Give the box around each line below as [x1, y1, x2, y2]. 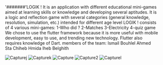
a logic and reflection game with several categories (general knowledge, [5, 15, 150, 20]
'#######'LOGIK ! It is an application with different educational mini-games [5, 4, 157, 10]
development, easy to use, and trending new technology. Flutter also [5, 35, 143, 41]
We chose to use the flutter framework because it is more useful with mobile [5, 30, 158, 35]
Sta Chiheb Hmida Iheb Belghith [5, 46, 69, 51]
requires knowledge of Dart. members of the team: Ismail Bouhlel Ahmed [5, 40, 151, 46]
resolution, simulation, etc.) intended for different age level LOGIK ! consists [5, 19, 157, 25]
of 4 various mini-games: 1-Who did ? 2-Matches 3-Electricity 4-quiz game [5, 25, 156, 31]
